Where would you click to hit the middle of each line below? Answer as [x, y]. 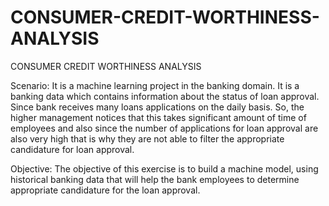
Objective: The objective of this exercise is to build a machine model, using [164, 168]
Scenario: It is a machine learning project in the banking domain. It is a [155, 85]
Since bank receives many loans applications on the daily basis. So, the [157, 107]
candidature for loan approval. [72, 149]
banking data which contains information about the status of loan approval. [165, 96]
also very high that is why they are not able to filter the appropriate [147, 138]
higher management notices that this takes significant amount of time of [158, 117]
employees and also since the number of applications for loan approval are [164, 128]
